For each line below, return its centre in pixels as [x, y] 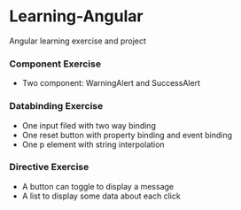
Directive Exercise [49, 167]
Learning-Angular [76, 16]
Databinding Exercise [56, 106]
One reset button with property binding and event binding [127, 135]
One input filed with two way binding [89, 125]
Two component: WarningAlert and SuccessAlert [111, 83]
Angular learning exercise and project [78, 41]
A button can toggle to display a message [98, 186]
